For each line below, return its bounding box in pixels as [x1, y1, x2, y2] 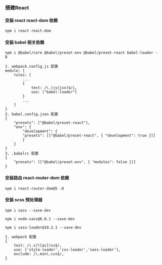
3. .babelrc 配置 [5, 151, 39, 156]
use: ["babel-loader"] [31, 90, 77, 95]
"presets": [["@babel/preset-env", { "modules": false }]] [14, 160, 136, 165]
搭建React [5, 4, 29, 11]
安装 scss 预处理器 [5, 197, 43, 203]
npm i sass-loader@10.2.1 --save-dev [5, 225, 82, 230]
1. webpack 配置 [5, 234, 36, 239]
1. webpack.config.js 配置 [5, 64, 58, 69]
